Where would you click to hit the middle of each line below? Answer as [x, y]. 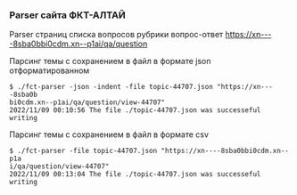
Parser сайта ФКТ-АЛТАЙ [68, 15]
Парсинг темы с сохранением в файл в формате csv [109, 134]
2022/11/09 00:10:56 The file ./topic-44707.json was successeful [135, 110]
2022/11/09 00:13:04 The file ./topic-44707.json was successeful [135, 175]
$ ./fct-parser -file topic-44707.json [83, 151]
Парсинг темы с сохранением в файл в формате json [110, 61]
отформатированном [49, 70]
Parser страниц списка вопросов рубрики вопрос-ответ [116, 35]
